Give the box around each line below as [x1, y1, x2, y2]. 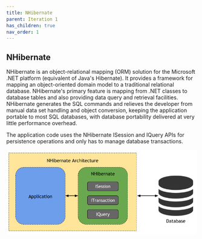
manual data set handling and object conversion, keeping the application [6, 106, 187, 114]
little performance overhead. [6, 120, 77, 127]
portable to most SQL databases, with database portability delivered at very [6, 113, 195, 120]
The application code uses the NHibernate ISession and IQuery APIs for [6, 131, 184, 139]
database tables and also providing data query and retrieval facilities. [6, 94, 178, 101]
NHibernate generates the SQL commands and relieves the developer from [6, 100, 193, 108]
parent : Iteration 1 [6, 16, 59, 22]
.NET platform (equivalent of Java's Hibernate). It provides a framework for [6, 74, 194, 82]
